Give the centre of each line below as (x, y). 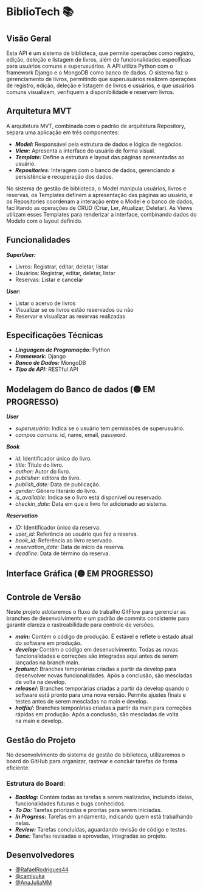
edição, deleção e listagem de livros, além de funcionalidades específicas (99, 59)
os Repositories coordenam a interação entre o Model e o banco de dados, (100, 201)
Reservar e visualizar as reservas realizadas (70, 316)
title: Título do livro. (39, 465)
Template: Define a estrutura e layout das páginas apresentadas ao (100, 157)
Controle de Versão (44, 598)
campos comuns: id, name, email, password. (71, 435)
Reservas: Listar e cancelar (49, 279)
